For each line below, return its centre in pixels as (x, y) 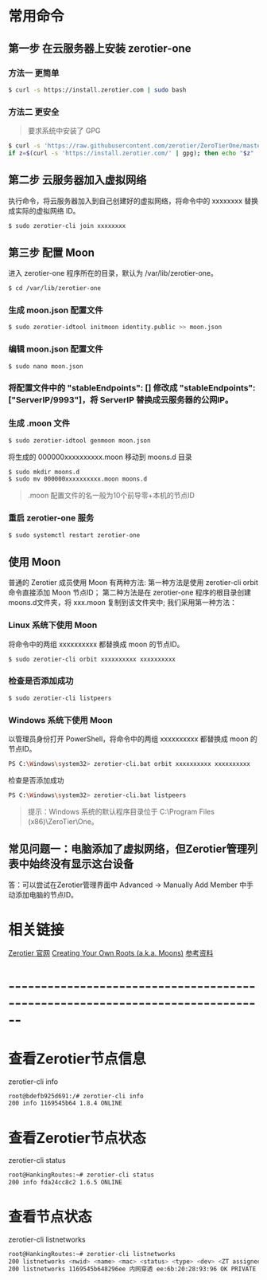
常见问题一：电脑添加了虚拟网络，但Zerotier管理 (128, 849)
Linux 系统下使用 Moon (53, 625)
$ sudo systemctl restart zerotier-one (74, 535)
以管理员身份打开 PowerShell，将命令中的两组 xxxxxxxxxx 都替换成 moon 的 (133, 739)
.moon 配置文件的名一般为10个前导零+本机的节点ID (111, 496)
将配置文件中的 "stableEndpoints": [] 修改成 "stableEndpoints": (132, 388)
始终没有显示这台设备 (81, 864)
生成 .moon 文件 (39, 423)
